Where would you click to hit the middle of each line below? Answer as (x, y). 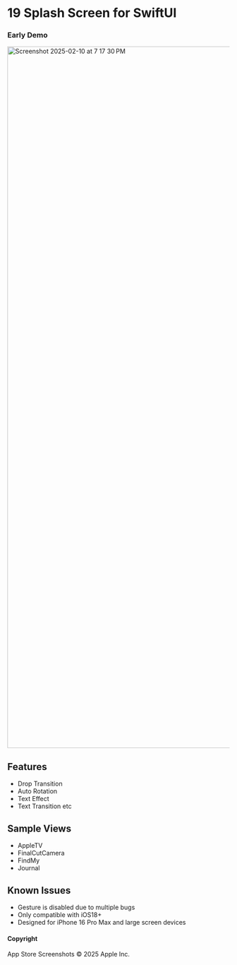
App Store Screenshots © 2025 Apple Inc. (69, 954)
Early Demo (28, 35)
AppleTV (30, 846)
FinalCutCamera (41, 853)
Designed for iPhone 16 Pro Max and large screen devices (102, 922)
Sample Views (39, 828)
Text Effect (33, 799)
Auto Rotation (37, 791)
